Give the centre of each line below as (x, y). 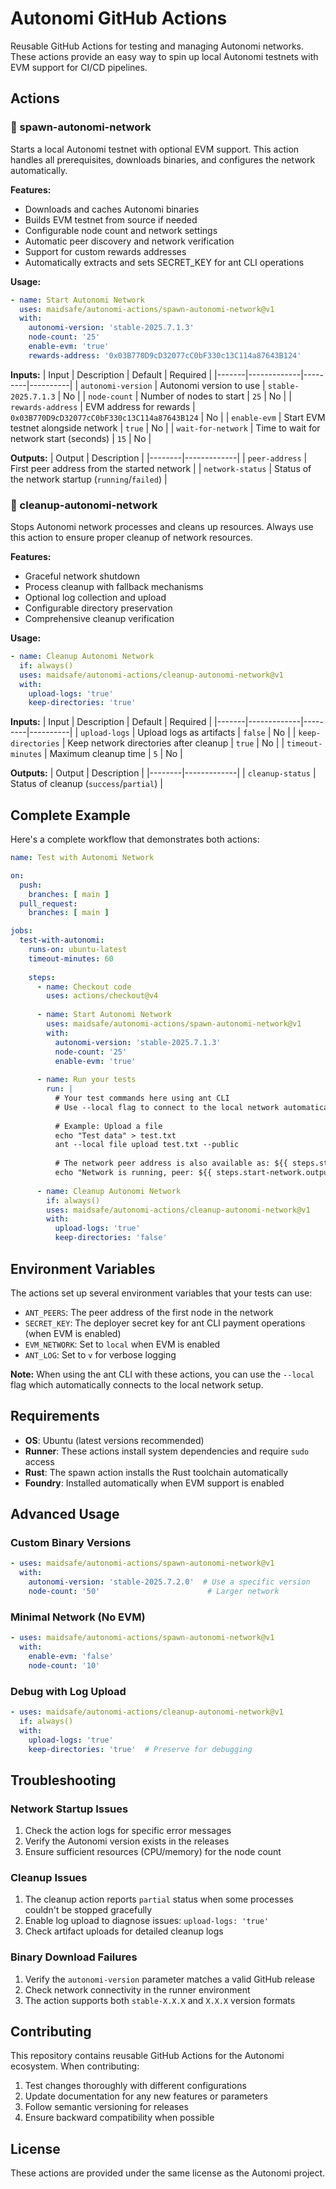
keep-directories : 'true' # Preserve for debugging (140, 1749)
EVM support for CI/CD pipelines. (79, 67)
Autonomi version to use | (212, 385)
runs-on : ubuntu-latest (78, 950)
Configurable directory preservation (98, 608)
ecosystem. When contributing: (75, 2066)
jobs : (21, 931)
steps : (42, 977)
